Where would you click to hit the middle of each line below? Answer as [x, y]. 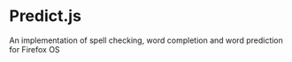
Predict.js [46, 16]
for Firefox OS [35, 49]
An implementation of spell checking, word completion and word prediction [146, 40]
